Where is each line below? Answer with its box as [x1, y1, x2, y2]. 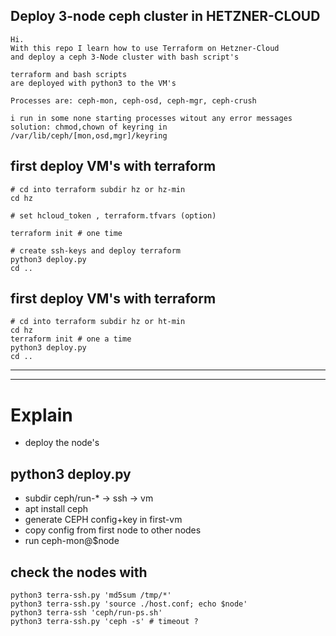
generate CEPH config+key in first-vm [24, 514, 183, 526]
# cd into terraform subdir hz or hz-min [10, 184, 186, 194]
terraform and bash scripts [10, 69, 128, 79]
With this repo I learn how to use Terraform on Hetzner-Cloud [10, 43, 280, 53]
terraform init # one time [10, 228, 123, 238]
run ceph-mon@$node [24, 535, 120, 547]
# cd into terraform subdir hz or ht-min [10, 317, 186, 327]
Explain [10, 404, 73, 426]
